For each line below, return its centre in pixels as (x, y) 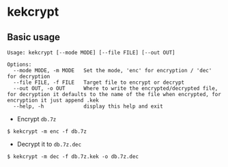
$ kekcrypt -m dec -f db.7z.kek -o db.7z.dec (73, 157)
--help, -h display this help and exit (88, 106)
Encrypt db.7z (37, 119)
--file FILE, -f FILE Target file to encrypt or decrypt (99, 82)
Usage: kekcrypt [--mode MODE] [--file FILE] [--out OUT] (91, 52)
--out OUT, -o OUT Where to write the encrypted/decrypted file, (116, 89)
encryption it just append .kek (53, 100)
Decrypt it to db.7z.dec (49, 144)
